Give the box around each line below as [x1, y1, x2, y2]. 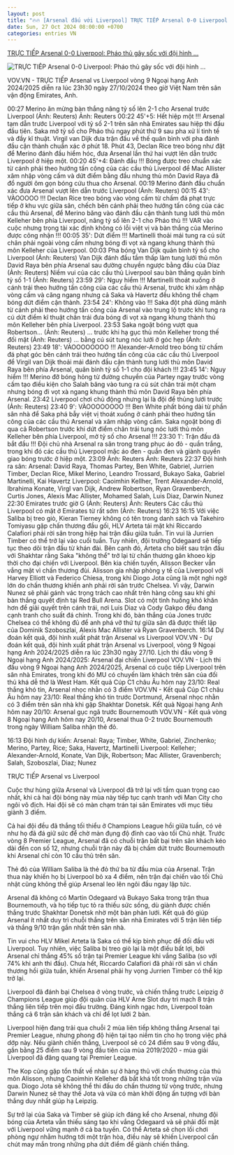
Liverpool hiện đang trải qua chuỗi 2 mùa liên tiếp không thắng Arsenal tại [7, 1024, 220, 1032]
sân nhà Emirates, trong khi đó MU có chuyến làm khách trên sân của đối [7, 671, 218, 679]
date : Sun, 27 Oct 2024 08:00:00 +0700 [7, 23, 124, 30]
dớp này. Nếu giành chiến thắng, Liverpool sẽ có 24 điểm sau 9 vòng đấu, [7, 1039, 220, 1047]
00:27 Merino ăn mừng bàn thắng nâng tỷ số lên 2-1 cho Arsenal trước [7, 104, 210, 113]
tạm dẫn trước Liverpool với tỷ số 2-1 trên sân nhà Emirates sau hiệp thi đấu [7, 120, 225, 128]
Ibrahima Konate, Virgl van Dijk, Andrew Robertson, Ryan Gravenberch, [7, 484, 212, 493]
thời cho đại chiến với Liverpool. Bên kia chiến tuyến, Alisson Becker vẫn [7, 559, 216, 568]
